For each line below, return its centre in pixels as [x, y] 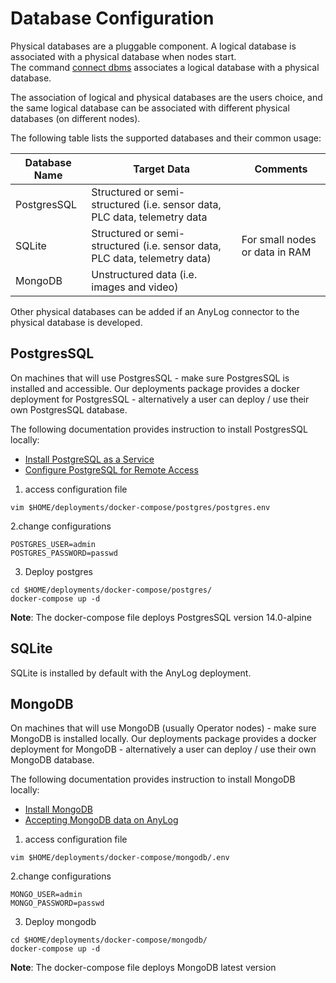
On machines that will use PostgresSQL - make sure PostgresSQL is [150, 378]
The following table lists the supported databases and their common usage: [166, 138]
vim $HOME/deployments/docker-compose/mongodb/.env [120, 858]
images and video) [135, 287]
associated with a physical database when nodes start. [123, 56]
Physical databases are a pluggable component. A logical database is [153, 46]
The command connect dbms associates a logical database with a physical [165, 67]
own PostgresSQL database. [69, 409]
